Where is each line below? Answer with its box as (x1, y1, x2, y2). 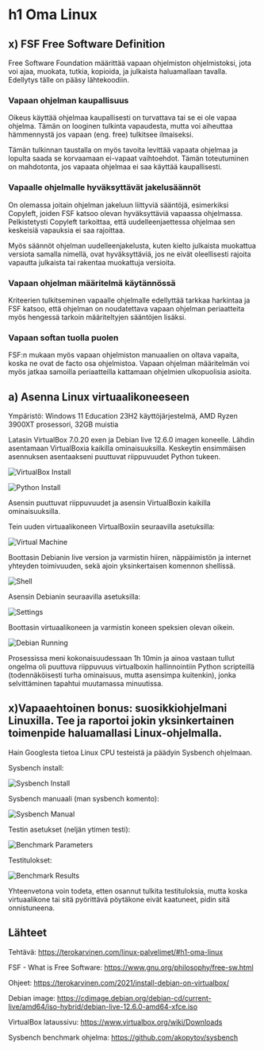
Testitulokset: (8, 855, 52, 865)
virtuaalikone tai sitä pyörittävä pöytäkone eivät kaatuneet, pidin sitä (8, 894, 230, 904)
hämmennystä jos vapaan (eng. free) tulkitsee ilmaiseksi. (8, 129, 194, 140)
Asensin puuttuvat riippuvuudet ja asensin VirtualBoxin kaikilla (8, 498, 212, 508)
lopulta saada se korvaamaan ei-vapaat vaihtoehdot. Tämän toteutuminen (8, 153, 249, 164)
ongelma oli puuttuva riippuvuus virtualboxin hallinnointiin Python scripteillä (8, 662, 255, 671)
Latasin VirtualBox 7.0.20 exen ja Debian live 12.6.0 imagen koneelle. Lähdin (8, 435, 255, 444)
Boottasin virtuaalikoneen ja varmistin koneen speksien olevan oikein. (8, 623, 235, 632)
